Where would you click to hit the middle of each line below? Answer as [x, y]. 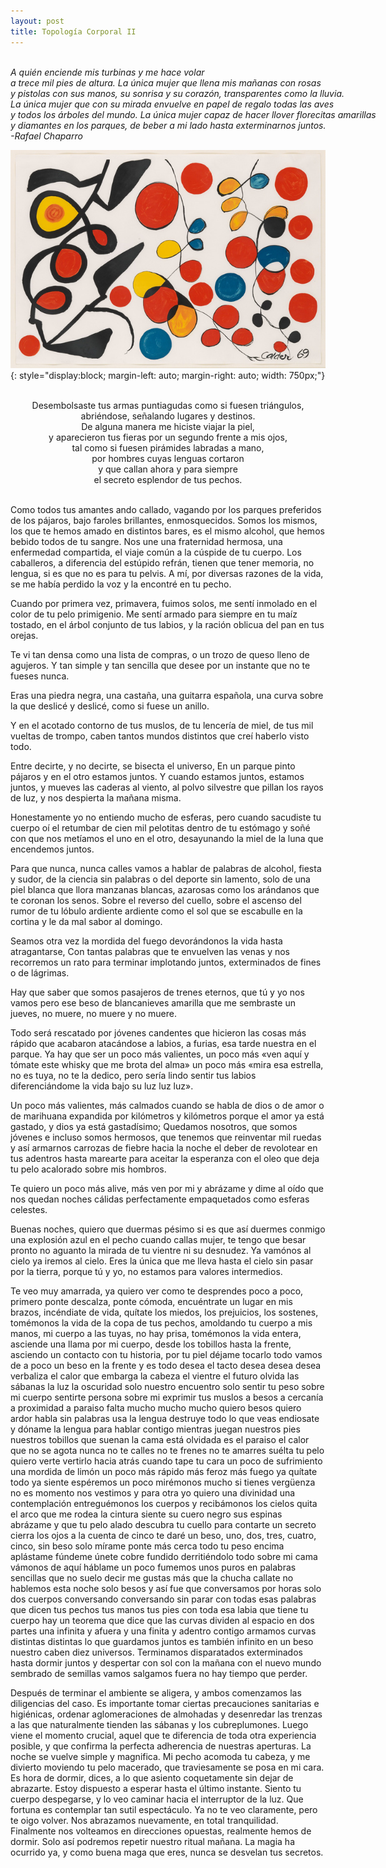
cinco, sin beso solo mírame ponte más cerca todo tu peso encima [147, 1546]
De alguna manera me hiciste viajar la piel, [168, 427]
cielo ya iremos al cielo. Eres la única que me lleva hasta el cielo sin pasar [162, 1261]
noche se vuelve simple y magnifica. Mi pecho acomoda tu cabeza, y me [160, 1757]
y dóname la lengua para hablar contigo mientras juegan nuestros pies [155, 1429]
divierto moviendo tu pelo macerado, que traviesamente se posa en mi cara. [167, 1767]
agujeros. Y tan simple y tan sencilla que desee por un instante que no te [160, 666]
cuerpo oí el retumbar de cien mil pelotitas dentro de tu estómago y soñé [160, 828]
